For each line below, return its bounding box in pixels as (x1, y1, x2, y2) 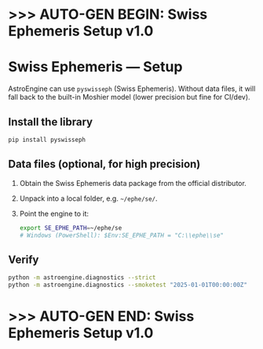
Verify (8, 253, 39, 266)
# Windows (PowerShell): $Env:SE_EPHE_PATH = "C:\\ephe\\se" (19, 231, 225, 239)
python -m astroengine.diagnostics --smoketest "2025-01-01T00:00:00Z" (8, 281, 247, 289)
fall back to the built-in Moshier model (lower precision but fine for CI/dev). (8, 93, 250, 102)
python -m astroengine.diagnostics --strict (8, 274, 156, 282)
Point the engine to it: (19, 209, 89, 218)
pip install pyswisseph (8, 136, 86, 144)
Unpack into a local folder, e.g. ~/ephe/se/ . (19, 194, 159, 203)
